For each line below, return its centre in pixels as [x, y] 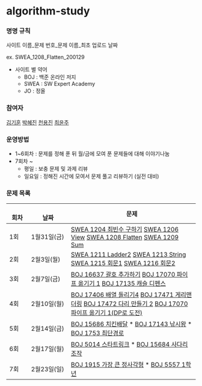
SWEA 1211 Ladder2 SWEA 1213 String [129, 255]
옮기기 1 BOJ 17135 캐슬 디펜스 [122, 284]
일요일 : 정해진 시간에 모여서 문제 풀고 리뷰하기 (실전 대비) [91, 176]
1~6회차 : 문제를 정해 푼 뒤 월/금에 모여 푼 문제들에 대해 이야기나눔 [92, 154]
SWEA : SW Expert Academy [60, 84]
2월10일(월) [47, 304]
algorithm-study [48, 11]
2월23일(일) [47, 369]
